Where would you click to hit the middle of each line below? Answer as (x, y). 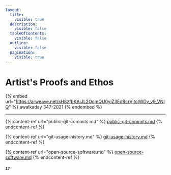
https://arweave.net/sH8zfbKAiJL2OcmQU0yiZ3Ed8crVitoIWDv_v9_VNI (90, 101)
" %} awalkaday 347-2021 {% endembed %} (55, 107)
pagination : (23, 52)
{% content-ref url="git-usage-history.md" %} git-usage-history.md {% (80, 137)
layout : (13, 10)
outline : (19, 43)
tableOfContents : (28, 33)
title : (17, 15)
